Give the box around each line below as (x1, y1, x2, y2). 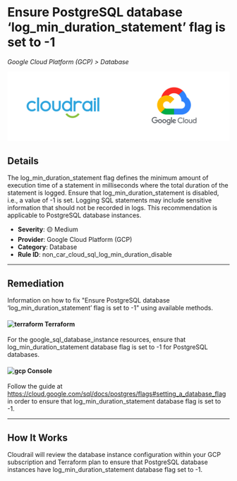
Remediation (7, 277, 65, 289)
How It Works (7, 432, 68, 444)
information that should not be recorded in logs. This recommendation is (7, 204, 217, 212)
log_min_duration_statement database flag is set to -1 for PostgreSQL (7, 343, 208, 351)
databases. (7, 351, 40, 359)
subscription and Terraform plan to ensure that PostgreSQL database (7, 458, 208, 466)
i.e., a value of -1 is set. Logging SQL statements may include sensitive (7, 196, 212, 205)
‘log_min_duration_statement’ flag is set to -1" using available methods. (7, 304, 214, 312)
